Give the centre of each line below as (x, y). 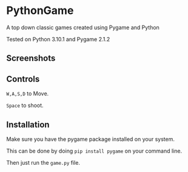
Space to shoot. (25, 105)
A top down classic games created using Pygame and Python (83, 27)
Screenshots (31, 58)
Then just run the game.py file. (43, 162)
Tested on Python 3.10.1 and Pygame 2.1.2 (58, 39)
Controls (23, 79)
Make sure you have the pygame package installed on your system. (90, 139)
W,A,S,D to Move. (28, 94)
